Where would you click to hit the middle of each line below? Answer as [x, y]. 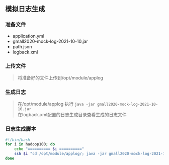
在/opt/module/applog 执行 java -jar [56, 104]
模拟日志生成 [25, 9]
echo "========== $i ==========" [49, 149]
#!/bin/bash [18, 140]
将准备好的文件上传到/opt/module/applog [60, 77]
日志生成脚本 [21, 129]
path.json [22, 46]
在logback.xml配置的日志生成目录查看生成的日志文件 [72, 115]
